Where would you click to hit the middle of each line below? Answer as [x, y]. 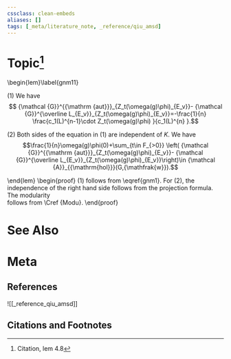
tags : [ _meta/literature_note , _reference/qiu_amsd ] [84, 26]
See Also [33, 230]
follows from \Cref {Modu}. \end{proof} [63, 202]
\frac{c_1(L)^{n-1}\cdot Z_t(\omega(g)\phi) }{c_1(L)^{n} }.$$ [115, 121]
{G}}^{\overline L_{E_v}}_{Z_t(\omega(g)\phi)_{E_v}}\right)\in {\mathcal [115, 160]
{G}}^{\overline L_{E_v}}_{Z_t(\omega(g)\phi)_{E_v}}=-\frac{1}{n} [115, 114]
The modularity [29, 195]
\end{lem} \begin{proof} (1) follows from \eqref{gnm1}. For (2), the [101, 181]
